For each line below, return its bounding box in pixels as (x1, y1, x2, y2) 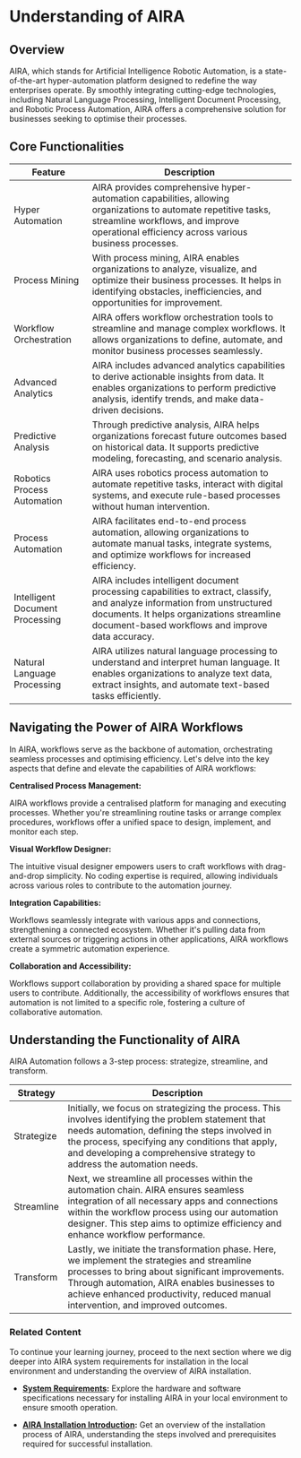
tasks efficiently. (91, 689, 161, 702)
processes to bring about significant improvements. (67, 1265, 285, 1278)
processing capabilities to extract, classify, (91, 585, 271, 598)
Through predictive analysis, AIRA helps (91, 418, 260, 431)
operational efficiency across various (91, 226, 248, 238)
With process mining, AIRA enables (91, 251, 240, 263)
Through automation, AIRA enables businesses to (67, 1277, 275, 1290)
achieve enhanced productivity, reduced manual (67, 1288, 271, 1300)
